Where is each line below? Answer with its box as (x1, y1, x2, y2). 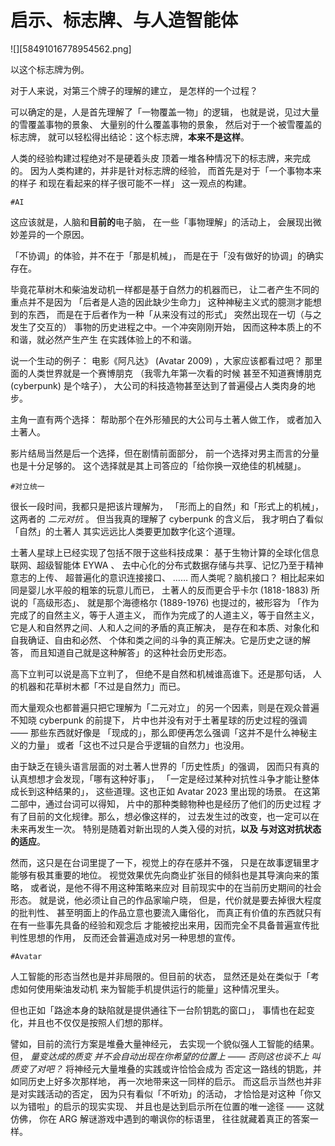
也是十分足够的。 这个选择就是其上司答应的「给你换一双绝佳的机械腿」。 (10, 459, 307, 471)
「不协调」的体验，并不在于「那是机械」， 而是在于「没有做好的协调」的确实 (10, 249, 324, 261)
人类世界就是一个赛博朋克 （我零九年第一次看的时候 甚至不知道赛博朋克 (27, 367, 322, 379)
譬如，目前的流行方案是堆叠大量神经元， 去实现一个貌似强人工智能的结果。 (10, 1037, 320, 1050)
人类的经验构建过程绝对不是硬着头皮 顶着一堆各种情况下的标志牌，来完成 (10, 152, 311, 164)
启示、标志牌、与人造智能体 (10, 9, 239, 32)
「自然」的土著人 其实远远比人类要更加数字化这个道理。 (10, 525, 241, 537)
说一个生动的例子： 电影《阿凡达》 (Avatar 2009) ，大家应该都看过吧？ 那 (10, 354, 314, 366)
